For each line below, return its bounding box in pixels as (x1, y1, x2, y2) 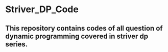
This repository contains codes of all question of (5, 24, 163, 33)
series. (5, 40, 28, 48)
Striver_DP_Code (5, 4, 79, 15)
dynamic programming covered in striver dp (5, 32, 149, 40)
